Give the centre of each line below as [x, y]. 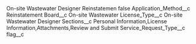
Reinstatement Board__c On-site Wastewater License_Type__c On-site [94, 15]
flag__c [15, 34]
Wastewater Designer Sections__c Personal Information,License [87, 21]
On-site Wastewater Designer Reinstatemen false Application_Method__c [98, 8]
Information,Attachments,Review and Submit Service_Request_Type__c [96, 28]
